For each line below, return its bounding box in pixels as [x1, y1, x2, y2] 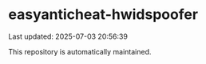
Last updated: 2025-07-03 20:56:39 [8, 32, 128, 41]
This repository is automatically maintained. [8, 47, 152, 56]
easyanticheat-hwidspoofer [8, 6, 198, 24]
